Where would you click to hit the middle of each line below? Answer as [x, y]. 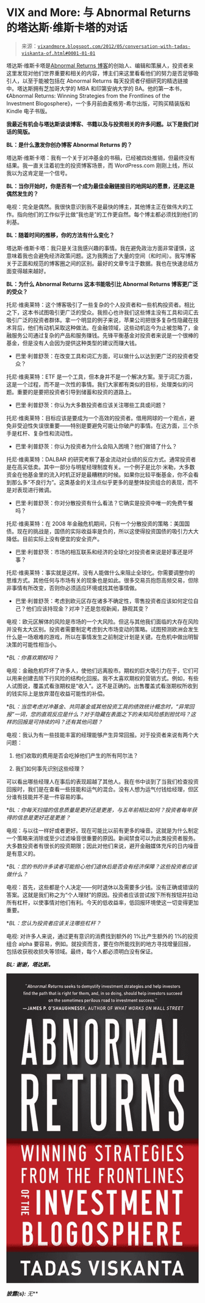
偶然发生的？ [22, 193]
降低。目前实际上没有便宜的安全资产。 [54, 539]
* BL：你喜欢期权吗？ [33, 657]
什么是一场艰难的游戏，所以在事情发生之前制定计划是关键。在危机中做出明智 [103, 637]
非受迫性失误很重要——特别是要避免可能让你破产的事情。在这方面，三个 [102, 426]
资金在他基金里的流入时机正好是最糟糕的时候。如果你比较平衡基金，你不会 [100, 475]
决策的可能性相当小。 [33, 644]
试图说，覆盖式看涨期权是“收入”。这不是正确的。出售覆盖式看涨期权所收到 [105, 686]
